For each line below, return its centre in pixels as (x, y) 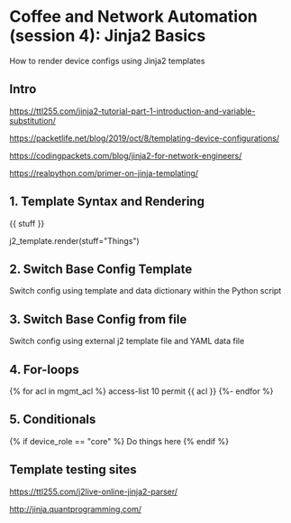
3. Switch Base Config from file (98, 319)
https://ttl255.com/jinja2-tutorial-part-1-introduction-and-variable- (132, 111)
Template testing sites (73, 470)
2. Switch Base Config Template (101, 269)
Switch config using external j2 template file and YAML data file (127, 341)
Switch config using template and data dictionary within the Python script (145, 291)
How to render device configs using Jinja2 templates (107, 61)
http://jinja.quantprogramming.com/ (76, 509)
